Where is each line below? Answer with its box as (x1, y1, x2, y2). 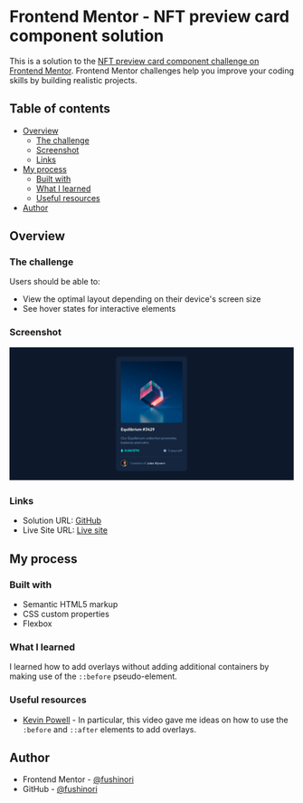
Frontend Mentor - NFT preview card (9, 6, 289, 27)
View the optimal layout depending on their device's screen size (22, 294, 261, 305)
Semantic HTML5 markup (22, 598, 118, 609)
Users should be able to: (9, 276, 101, 287)
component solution (9, 25, 165, 46)
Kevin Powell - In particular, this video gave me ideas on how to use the (22, 714, 289, 725)
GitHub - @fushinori (22, 784, 98, 795)
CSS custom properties (22, 608, 110, 619)
